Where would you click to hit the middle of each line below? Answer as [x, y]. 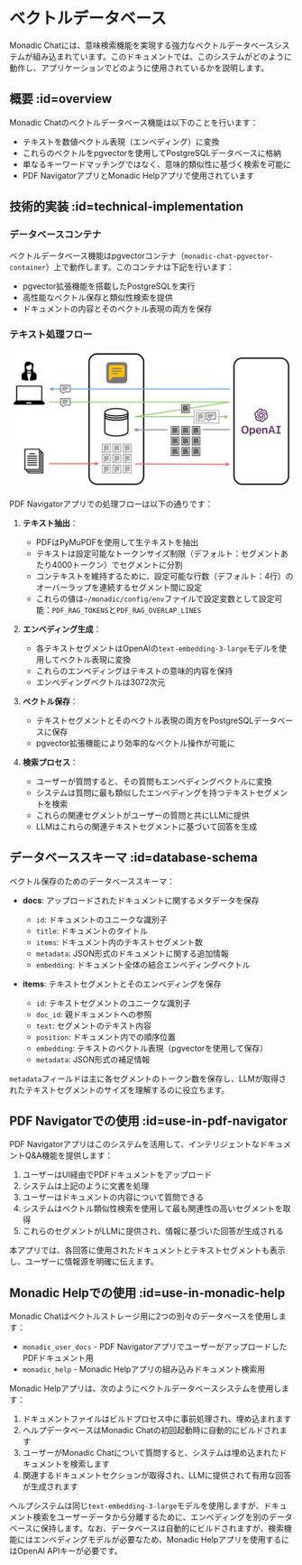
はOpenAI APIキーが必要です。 [66, 1551]
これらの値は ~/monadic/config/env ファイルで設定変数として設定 [155, 598]
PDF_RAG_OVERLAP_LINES [159, 610]
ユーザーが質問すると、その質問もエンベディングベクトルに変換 [154, 781]
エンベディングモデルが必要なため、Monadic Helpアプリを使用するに [161, 1540]
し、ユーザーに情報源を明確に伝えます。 [84, 1262]
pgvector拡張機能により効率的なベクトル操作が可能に [136, 743]
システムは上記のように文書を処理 [86, 1186]
